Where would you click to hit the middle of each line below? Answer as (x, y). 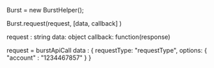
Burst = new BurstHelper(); (45, 10)
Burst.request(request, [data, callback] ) (64, 23)
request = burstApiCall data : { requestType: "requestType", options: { (107, 50)
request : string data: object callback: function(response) (88, 37)
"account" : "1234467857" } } (49, 58)
